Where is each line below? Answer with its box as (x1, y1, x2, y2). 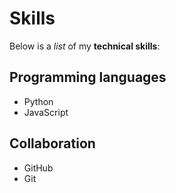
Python (23, 95, 54, 107)
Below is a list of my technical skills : (9, 40, 161, 52)
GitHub (23, 162, 54, 174)
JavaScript (23, 106, 69, 118)
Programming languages (9, 69, 167, 86)
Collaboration (9, 135, 96, 152)
